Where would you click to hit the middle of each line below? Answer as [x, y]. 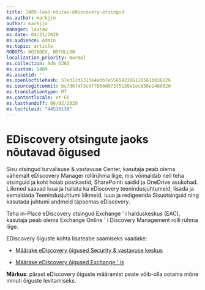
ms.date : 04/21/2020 [33, 35]
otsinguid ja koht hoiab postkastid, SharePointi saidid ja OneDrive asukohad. [102, 182]
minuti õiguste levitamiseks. [41, 281]
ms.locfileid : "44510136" [39, 109]
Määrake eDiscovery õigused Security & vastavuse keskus [89, 250]
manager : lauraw [27, 29]
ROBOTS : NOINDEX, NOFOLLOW [41, 52]
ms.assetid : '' [26, 75]
